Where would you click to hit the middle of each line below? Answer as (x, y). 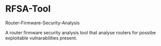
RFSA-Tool (28, 9)
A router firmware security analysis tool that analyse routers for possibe (81, 32)
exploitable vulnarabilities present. (41, 38)
